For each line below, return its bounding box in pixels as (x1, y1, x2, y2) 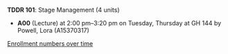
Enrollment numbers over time (7, 40, 94, 47)
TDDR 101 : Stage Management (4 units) (7, 6, 120, 14)
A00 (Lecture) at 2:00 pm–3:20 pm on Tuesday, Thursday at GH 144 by (17, 19, 222, 27)
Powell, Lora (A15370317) (17, 27, 90, 34)
